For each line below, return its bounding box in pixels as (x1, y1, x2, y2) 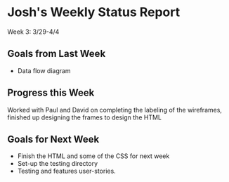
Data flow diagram (17, 66, 72, 74)
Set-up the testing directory (17, 160, 98, 168)
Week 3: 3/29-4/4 (7, 27, 60, 36)
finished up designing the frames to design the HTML (7, 113, 162, 122)
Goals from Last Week (7, 48, 106, 60)
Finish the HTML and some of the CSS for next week (17, 152, 170, 160)
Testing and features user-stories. (17, 167, 116, 176)
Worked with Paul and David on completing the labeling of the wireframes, (7, 105, 223, 114)
